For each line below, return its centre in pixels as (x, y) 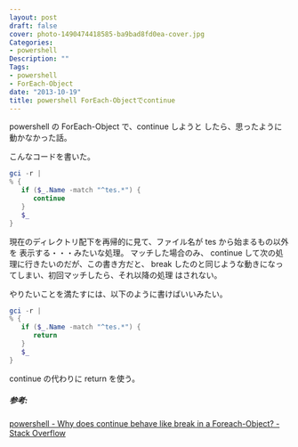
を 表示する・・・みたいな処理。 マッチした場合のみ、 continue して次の (142, 252)
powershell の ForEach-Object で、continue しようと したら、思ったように (146, 126)
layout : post (33, 17)
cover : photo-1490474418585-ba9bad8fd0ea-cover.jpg (107, 34)
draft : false (33, 26)
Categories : (31, 42)
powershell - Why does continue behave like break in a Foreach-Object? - (145, 423)
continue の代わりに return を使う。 (75, 378)
